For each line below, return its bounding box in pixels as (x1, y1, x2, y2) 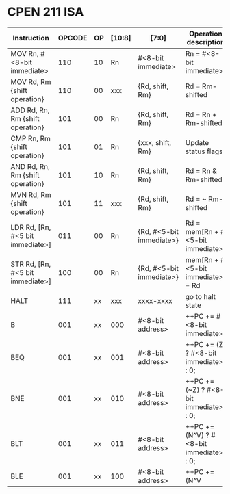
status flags (185, 146, 223, 156)
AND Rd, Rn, (10, 161, 50, 171)
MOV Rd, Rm (10, 77, 51, 86)
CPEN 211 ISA (7, 4, 84, 20)
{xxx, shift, (138, 138, 172, 147)
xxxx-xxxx (138, 296, 172, 305)
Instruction (12, 33, 50, 42)
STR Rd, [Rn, (10, 259, 51, 269)
